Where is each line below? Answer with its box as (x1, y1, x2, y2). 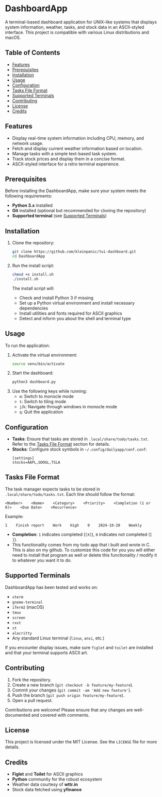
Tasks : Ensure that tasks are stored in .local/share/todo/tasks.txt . (12, 436, 149, 442)
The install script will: (12, 285, 55, 291)
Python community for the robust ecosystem (12, 777, 102, 782)
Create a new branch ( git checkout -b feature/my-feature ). (12, 682, 133, 688)
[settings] (12, 456, 34, 461)
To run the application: (5, 343, 50, 348)
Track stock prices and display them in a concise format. (12, 156, 126, 162)
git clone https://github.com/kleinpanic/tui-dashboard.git (12, 249, 136, 254)
